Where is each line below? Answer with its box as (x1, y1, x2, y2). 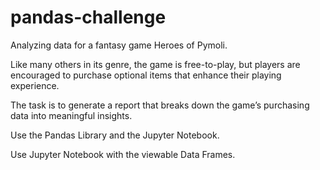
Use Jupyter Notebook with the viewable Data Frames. (10, 148, 236, 160)
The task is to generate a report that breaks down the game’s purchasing (10, 99, 310, 111)
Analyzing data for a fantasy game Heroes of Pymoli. (10, 39, 228, 51)
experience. (10, 79, 60, 91)
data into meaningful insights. (10, 109, 133, 121)
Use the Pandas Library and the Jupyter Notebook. (10, 129, 220, 141)
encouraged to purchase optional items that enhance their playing (10, 69, 282, 81)
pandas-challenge (10, 6, 167, 29)
